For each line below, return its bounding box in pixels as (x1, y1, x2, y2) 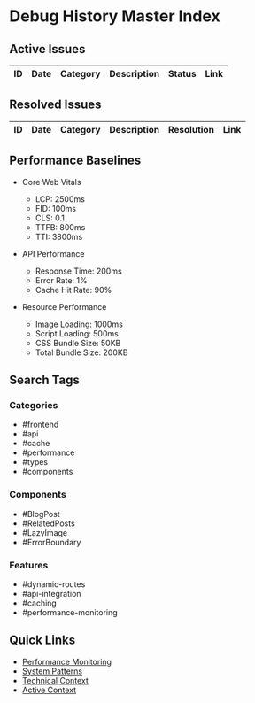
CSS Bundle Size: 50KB (35, 337, 121, 348)
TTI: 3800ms (35, 231, 83, 242)
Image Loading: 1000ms (35, 319, 124, 329)
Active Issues (9, 42, 86, 57)
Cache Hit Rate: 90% (35, 284, 112, 295)
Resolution (167, 123, 215, 135)
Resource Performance (21, 301, 107, 312)
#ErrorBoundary (21, 537, 81, 547)
